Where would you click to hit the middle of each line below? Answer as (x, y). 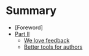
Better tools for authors (53, 47)
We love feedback (47, 40)
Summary (31, 11)
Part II (22, 33)
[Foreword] (29, 27)
